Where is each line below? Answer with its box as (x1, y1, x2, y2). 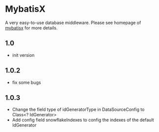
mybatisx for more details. (5, 25, 58, 30)
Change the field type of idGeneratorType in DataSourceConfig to (12, 106, 145, 112)
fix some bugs (12, 79, 41, 85)
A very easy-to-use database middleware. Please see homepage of (5, 20, 141, 26)
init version (12, 52, 35, 58)
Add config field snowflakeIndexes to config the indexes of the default (12, 117, 154, 123)
